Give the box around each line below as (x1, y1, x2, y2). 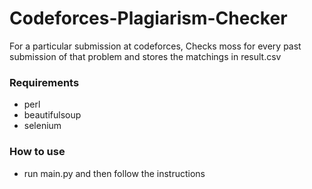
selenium (23, 120, 62, 132)
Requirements (9, 75, 80, 89)
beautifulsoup (23, 109, 82, 121)
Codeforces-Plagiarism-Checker (9, 7, 288, 30)
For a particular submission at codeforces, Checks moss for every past (9, 40, 302, 52)
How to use (9, 145, 66, 159)
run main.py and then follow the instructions (23, 167, 206, 179)
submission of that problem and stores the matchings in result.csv (9, 50, 282, 62)
